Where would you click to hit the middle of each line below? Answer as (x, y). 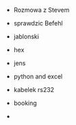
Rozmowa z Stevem (41, 10)
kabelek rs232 (34, 90)
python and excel (38, 76)
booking (25, 103)
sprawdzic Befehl (38, 23)
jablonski (26, 36)
